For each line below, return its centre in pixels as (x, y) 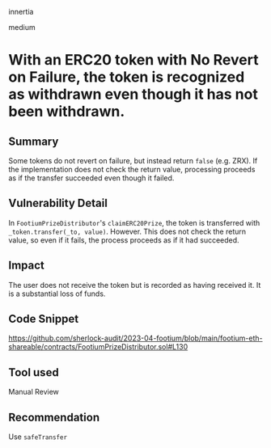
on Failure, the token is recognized (127, 77)
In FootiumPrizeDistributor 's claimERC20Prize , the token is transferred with (134, 222)
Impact (26, 266)
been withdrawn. (67, 112)
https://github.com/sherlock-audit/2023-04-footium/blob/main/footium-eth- (135, 338)
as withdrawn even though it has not (133, 94)
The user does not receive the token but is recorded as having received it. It (135, 285)
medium (22, 27)
